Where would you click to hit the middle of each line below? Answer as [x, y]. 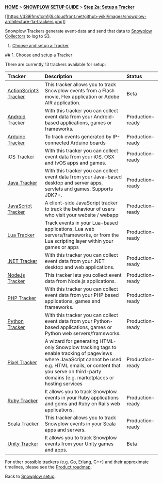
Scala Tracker [23, 424]
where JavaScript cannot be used [83, 359]
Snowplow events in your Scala [80, 424]
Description [58, 76]
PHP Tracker [22, 298]
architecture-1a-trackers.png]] [35, 22]
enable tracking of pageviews [78, 353]
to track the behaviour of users [80, 209]
